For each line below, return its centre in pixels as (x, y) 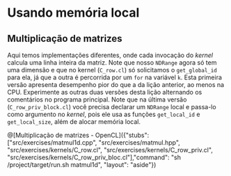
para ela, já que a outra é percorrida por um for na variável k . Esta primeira (115, 77)
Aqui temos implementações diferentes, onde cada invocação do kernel (110, 55)
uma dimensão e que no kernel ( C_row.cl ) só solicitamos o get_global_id (112, 70)
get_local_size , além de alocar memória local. (74, 122)
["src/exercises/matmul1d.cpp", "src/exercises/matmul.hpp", (94, 143)
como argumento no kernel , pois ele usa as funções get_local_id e (104, 114)
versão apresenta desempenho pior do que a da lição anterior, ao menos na (116, 85)
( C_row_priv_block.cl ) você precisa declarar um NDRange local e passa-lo (112, 107)
